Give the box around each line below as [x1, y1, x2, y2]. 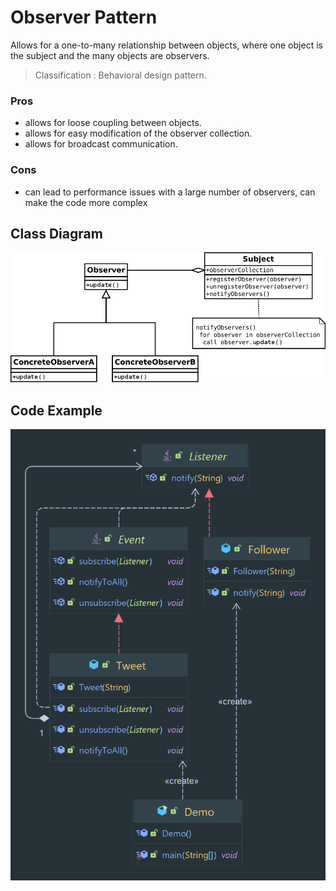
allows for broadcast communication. [24, 138, 178, 150]
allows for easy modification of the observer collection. [24, 127, 253, 140]
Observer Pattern [10, 6, 158, 29]
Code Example [10, 402, 103, 419]
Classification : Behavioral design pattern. [34, 69, 207, 81]
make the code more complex [24, 196, 148, 208]
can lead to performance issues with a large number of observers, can [24, 186, 316, 198]
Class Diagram [10, 225, 103, 242]
